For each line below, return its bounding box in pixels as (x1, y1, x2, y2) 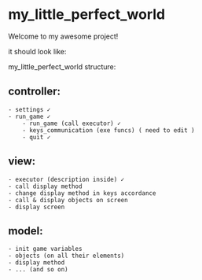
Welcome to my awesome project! (8, 31, 119, 41)
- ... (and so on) (8, 266, 68, 274)
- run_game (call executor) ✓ (22, 120, 122, 127)
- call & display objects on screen (8, 196, 128, 204)
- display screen (8, 203, 65, 211)
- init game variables (8, 245, 83, 253)
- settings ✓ (8, 105, 51, 113)
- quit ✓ (22, 133, 51, 141)
